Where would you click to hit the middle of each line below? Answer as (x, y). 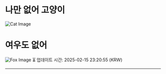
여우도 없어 (26, 45)
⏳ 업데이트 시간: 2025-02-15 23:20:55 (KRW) (77, 60)
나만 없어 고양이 (35, 10)
